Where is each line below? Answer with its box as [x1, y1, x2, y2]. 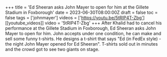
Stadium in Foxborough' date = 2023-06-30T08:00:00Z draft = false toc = [5, 9, 158, 15]
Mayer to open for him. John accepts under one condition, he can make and [5, 31, 162, 36]
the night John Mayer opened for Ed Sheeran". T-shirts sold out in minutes [5, 41, 158, 47]
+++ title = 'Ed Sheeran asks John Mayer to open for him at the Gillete [5, 4, 149, 10]
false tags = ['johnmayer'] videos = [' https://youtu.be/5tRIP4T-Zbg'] [5, 15, 145, 20]
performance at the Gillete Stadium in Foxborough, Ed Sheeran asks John [5, 25, 156, 31]
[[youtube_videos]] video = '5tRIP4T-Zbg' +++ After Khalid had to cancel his [5, 20, 162, 26]
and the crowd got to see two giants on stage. [5, 47, 100, 52]
